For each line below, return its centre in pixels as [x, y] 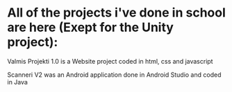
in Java [17, 82]
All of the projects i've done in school [116, 13]
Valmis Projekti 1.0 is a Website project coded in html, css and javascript [110, 61]
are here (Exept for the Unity [90, 27]
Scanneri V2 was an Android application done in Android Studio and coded [114, 75]
